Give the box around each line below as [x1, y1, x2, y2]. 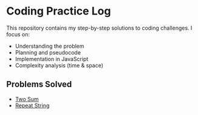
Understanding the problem [15, 42, 84, 50]
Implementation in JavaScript [15, 55, 89, 62]
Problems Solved [6, 79, 72, 90]
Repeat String [15, 102, 50, 109]
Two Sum [15, 95, 39, 102]
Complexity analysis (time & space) [15, 62, 104, 69]
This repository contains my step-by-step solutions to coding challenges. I [6, 24, 193, 31]
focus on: [6, 30, 30, 38]
